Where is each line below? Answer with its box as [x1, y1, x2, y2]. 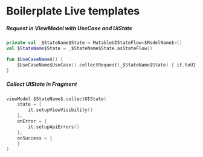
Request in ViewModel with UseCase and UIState [6, 24, 133, 31]
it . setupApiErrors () [28, 124, 80, 130]
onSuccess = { [17, 135, 53, 141]
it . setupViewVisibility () [28, 107, 94, 113]
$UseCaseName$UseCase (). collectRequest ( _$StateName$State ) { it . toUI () [17, 62, 201, 68]
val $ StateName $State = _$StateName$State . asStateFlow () [6, 45, 153, 52]
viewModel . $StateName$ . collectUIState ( [6, 95, 107, 102]
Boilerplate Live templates [6, 4, 140, 18]
